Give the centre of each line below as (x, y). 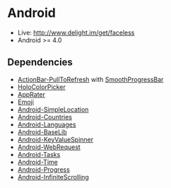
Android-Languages (47, 124)
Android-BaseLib (42, 131)
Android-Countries (45, 117)
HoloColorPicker (41, 87)
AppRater (31, 94)
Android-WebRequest (49, 147)
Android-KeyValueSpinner (55, 139)
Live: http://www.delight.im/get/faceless (76, 33)
